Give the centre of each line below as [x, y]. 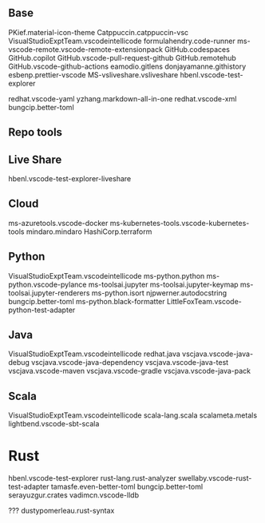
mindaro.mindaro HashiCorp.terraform [89, 232]
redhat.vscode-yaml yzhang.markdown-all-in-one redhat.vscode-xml [123, 98]
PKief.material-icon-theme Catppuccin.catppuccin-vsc [99, 32]
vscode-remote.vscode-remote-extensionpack [86, 49]
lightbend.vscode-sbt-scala [54, 424]
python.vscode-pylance [47, 284]
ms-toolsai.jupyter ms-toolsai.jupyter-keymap [163, 284]
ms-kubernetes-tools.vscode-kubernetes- [180, 223]
